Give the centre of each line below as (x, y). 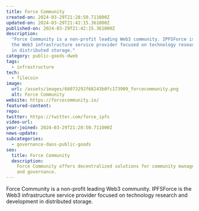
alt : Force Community (38, 95)
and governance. (37, 172)
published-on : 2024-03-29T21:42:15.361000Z (61, 28)
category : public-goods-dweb (42, 56)
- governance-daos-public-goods (52, 144)
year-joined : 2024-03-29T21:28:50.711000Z (59, 128)
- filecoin (25, 78)
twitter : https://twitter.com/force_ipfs (58, 116)
